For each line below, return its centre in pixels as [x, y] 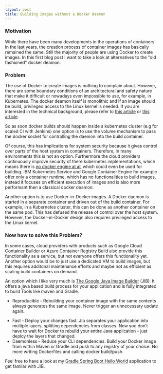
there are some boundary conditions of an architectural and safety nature [79, 91]
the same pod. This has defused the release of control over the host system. [81, 212]
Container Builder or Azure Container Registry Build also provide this [74, 251]
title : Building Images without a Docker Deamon [55, 14]
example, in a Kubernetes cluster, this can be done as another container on [80, 207]
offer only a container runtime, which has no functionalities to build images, [81, 177]
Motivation [18, 31]
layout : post [18, 9]
